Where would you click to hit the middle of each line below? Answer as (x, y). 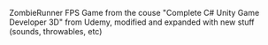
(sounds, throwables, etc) (56, 31)
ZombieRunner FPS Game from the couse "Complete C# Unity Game (134, 13)
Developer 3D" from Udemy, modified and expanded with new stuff (132, 22)
